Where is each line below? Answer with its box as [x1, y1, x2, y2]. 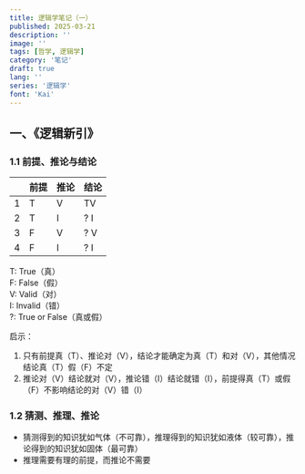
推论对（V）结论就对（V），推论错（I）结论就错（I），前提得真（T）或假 [22, 373, 291, 384]
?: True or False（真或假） [9, 312, 107, 323]
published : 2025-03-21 [9, 22, 96, 31]
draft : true [9, 65, 55, 74]
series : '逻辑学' [9, 81, 71, 90]
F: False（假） [9, 277, 63, 288]
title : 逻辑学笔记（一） [9, 13, 93, 23]
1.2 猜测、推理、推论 [9, 409, 100, 422]
